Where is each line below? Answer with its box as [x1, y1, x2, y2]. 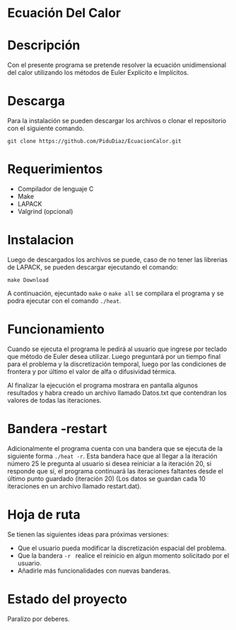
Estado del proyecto [7, 591, 128, 607]
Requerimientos [7, 161, 103, 178]
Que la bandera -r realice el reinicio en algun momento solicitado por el [17, 551, 230, 560]
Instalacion [7, 232, 74, 248]
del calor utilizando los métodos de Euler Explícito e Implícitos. [7, 69, 189, 77]
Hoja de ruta [7, 507, 81, 522]
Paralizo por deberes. [7, 614, 70, 623]
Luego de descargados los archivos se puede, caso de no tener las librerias [7, 255, 228, 263]
